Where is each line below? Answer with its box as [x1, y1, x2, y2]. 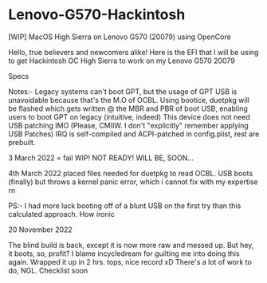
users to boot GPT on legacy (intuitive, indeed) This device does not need [8, 112, 251, 121]
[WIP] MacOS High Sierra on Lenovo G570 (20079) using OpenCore [8, 32, 231, 41]
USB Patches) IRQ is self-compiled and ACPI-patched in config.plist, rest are [8, 129, 260, 139]
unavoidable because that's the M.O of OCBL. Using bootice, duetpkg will [8, 95, 249, 104]
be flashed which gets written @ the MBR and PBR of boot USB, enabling [8, 104, 249, 113]
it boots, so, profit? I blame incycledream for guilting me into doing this [8, 249, 241, 258]
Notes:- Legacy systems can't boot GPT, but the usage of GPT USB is [8, 86, 238, 96]
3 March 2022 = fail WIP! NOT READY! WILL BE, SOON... [8, 153, 194, 163]
